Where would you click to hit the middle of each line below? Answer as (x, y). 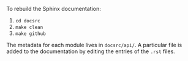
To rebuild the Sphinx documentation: (54, 9)
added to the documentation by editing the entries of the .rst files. (91, 51)
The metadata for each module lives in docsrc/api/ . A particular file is (94, 45)
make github (30, 34)
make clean (29, 27)
